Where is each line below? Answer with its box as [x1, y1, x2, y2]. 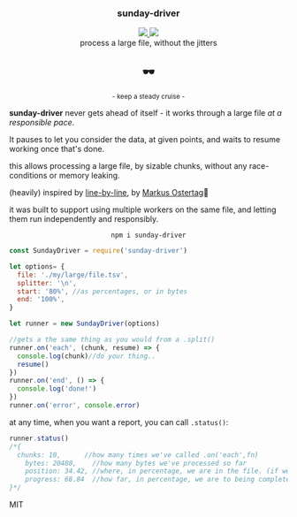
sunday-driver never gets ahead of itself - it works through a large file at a [9, 108, 283, 118]
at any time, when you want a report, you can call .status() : [9, 416, 229, 427]
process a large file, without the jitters [79, 38, 218, 49]
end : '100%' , [17, 295, 65, 304]
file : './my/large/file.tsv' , [17, 270, 128, 279]
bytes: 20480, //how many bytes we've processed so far [25, 459, 247, 468]
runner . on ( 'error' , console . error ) [9, 401, 141, 410]
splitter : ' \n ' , [17, 278, 77, 287]
